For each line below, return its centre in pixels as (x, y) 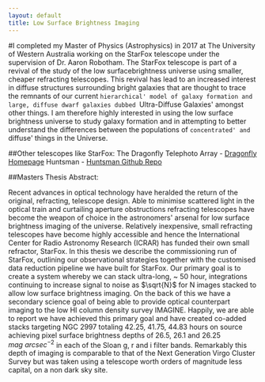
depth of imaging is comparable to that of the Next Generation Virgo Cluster (132, 354)
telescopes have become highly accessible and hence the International (124, 234)
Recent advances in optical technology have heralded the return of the (123, 192)
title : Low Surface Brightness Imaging (74, 23)
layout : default (35, 15)
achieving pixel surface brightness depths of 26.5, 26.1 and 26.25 (115, 335)
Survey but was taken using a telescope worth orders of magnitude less (125, 361)
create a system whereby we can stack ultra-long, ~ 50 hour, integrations (128, 276)
